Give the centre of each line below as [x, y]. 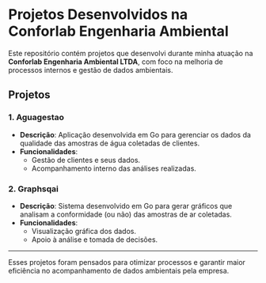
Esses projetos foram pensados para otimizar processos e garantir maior [127, 262]
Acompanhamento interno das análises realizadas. [114, 168]
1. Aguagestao [36, 118]
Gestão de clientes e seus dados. [86, 160]
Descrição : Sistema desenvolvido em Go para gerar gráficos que [126, 206]
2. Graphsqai [34, 189]
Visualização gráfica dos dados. [84, 231]
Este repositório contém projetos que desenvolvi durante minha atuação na [131, 53]
